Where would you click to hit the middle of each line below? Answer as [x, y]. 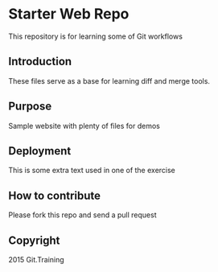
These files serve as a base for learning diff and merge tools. [109, 80]
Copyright [34, 240]
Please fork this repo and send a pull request [82, 215]
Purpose [30, 107]
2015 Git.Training [36, 260]
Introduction [40, 62]
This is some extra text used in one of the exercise [92, 171]
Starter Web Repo [69, 14]
